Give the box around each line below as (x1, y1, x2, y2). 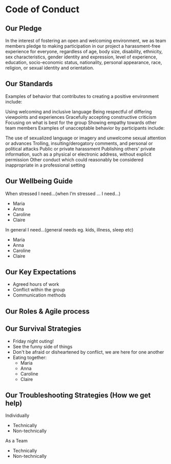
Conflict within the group (12, 287, 66, 293)
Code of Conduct (5, 4, 79, 15)
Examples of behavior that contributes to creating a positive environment (5, 93, 159, 99)
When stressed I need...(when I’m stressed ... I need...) (5, 191, 121, 197)
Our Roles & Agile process (5, 307, 90, 315)
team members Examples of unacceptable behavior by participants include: (5, 124, 165, 131)
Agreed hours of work (12, 281, 59, 287)
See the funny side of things (12, 343, 73, 349)
